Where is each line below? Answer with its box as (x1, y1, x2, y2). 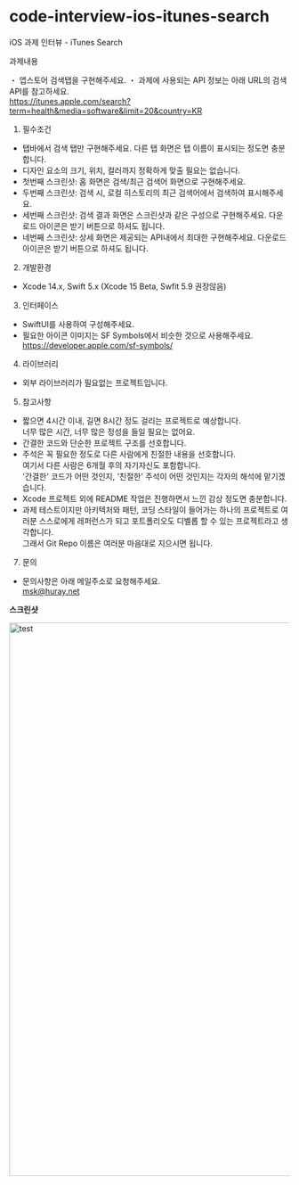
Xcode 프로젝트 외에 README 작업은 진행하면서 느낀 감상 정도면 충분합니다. (21, 493, 287, 504)
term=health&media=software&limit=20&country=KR (9, 105, 203, 116)
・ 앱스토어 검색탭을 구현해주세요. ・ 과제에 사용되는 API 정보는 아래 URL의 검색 (9, 74, 287, 86)
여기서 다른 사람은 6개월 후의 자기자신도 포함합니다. (21, 459, 201, 470)
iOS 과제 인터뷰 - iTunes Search (9, 37, 123, 47)
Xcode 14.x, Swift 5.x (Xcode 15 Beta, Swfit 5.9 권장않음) (21, 281, 227, 292)
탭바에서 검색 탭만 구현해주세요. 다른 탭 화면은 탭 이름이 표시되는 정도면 (21, 143, 270, 153)
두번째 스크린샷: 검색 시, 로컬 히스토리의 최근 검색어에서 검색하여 (21, 187, 246, 198)
